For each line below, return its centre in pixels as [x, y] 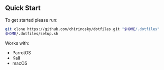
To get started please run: [31, 20]
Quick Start [23, 8]
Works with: [17, 43]
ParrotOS [21, 52]
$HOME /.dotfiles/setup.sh [32, 34]
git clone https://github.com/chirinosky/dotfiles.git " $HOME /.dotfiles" [82, 29]
